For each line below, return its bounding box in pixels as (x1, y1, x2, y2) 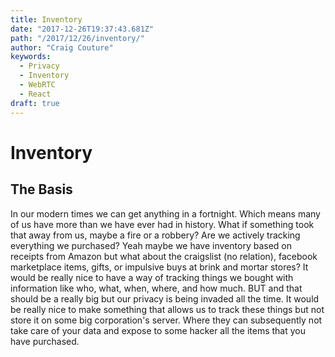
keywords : (10, 52, 52, 62)
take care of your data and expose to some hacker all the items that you (10, 324, 307, 336)
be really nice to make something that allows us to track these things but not (10, 303, 325, 315)
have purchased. (10, 335, 80, 347)
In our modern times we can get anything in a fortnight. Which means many (10, 207, 321, 220)
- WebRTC (19, 80, 56, 90)
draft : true (10, 98, 60, 108)
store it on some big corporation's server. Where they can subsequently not (10, 314, 323, 326)
